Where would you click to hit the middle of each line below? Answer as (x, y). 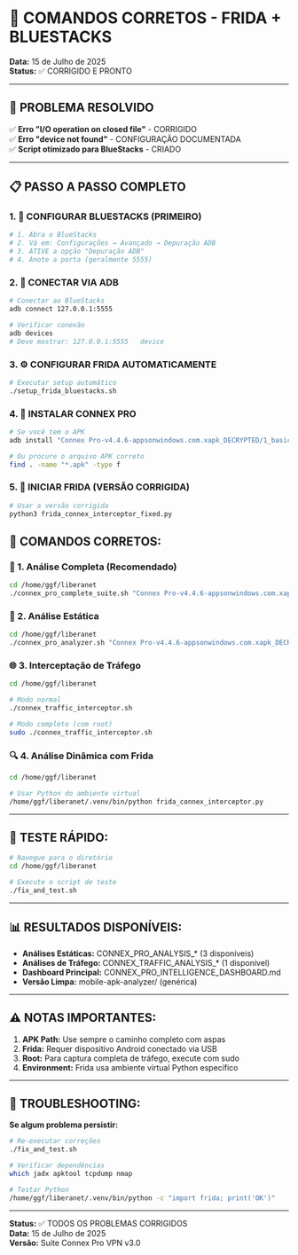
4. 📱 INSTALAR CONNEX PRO (73, 413)
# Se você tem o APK (47, 432)
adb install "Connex (47, 440)
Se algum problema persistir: (63, 1125)
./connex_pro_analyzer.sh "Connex (73, 643)
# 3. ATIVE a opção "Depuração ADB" (77, 252)
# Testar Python (39, 1189)
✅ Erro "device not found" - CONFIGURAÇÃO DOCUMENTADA (125, 139)
